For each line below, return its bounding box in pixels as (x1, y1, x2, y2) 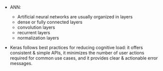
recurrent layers (17, 30, 51, 35)
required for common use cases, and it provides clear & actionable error (9, 55, 158, 61)
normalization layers (17, 35, 59, 41)
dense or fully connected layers (17, 19, 83, 25)
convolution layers (17, 24, 55, 30)
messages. (9, 61, 33, 66)
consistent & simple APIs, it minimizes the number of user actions (9, 50, 145, 56)
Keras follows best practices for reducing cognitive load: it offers (9, 45, 143, 50)
